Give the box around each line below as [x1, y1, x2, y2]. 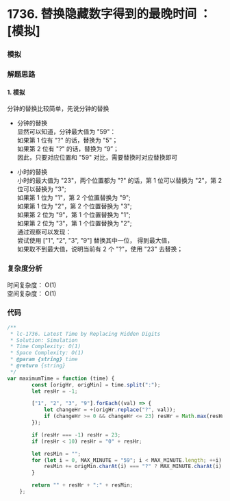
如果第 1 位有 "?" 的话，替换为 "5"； [16, 136, 118, 145]
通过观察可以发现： [16, 228, 72, 236]
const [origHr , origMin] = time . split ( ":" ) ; [31, 381, 161, 388]
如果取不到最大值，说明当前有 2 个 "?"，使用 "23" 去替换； [16, 245, 183, 254]
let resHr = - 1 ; [31, 388, 78, 395]
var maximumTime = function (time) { [7, 375, 115, 382]
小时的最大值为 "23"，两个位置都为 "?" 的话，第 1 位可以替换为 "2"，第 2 [16, 176, 222, 185]
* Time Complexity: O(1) [10, 343, 81, 350]
